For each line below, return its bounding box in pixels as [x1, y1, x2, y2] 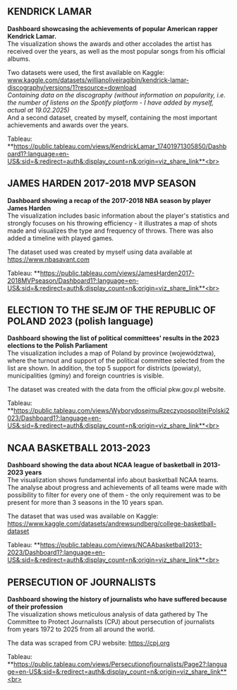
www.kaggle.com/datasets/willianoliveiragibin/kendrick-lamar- [7, 76, 189, 84]
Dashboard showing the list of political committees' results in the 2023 [7, 334, 220, 342]
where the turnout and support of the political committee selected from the [7, 356, 225, 365]
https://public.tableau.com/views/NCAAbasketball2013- [39, 541, 202, 549]
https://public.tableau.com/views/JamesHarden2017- [39, 269, 195, 277]
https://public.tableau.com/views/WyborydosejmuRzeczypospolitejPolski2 [13, 407, 230, 415]
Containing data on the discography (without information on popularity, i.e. [7, 90, 226, 99]
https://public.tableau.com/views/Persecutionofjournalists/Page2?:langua [13, 660, 228, 669]
